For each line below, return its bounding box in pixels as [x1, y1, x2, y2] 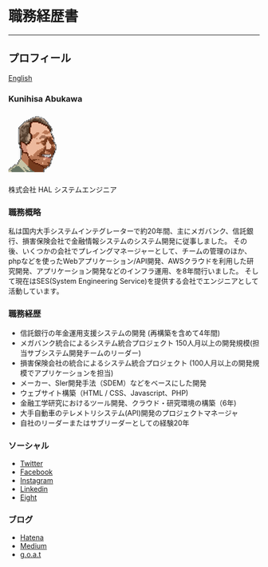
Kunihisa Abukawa [8, 93, 83, 104]
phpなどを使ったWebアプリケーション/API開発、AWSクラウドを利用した [8, 257, 247, 266]
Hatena [19, 533, 44, 542]
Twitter [19, 458, 44, 468]
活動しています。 [8, 286, 64, 296]
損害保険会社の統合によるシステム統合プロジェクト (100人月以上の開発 [19, 357, 253, 368]
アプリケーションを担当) [33, 368, 114, 377]
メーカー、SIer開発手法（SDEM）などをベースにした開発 [19, 377, 207, 388]
